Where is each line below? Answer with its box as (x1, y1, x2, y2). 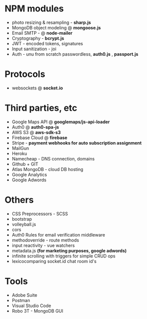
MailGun (11, 145, 29, 151)
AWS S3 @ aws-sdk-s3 (11, 129, 61, 135)
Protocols (4, 69, 46, 80)
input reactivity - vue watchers (11, 242, 75, 248)
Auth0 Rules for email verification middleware (11, 232, 105, 238)
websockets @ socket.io (11, 85, 63, 91)
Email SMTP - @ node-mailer (11, 30, 73, 36)
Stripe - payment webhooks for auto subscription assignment (11, 140, 142, 146)
